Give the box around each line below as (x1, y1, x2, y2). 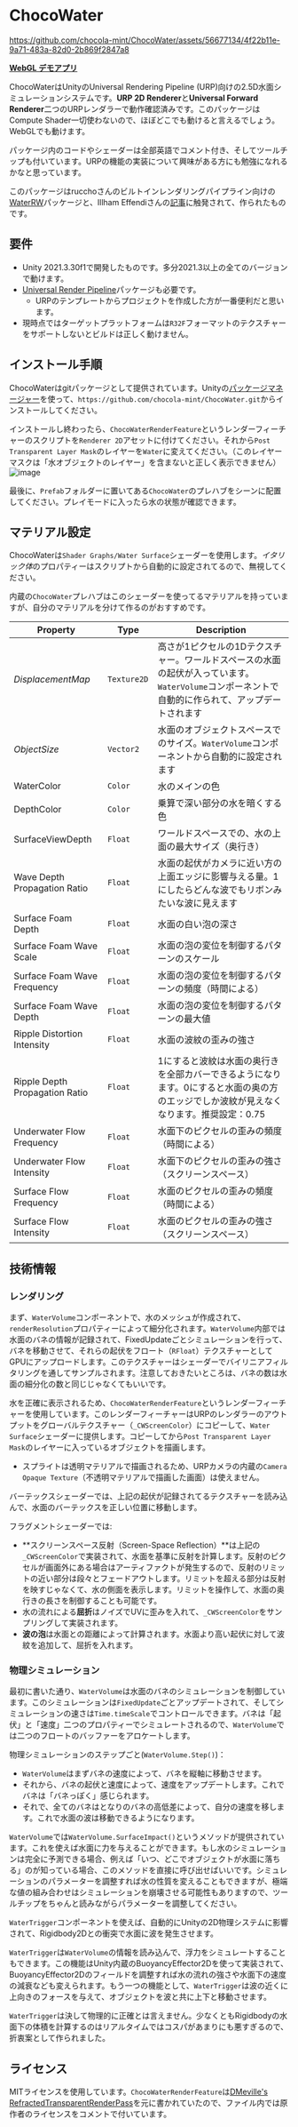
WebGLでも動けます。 (9, 125, 90, 136)
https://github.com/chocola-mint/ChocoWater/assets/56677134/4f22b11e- (9, 35, 281, 45)
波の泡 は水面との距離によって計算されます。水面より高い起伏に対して (21, 1628, 278, 1640)
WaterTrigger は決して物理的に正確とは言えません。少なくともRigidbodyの (9, 2011, 280, 2021)
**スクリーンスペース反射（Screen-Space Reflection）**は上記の (21, 1539, 261, 1551)
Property (36, 624, 75, 636)
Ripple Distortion (13, 1028, 83, 1040)
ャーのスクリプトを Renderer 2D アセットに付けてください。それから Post (9, 435, 271, 445)
